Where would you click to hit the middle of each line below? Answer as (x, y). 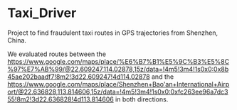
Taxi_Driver (42, 13)
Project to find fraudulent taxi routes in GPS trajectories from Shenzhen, (113, 33)
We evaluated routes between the (57, 54)
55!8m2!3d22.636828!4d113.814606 (60, 99)
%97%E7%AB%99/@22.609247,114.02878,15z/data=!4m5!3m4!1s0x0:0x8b (118, 69)
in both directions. (142, 99)
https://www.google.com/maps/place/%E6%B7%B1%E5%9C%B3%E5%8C (118, 61)
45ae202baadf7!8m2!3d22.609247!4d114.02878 (79, 77)
